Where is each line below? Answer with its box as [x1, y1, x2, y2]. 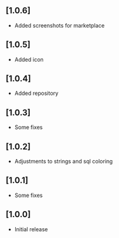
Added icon [14, 56, 44, 63]
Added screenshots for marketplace [14, 21, 105, 29]
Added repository [14, 89, 59, 97]
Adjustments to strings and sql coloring [14, 158, 113, 165]
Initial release [14, 225, 48, 232]
